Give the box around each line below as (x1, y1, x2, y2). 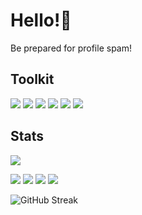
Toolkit (10, 71, 55, 88)
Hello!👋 (10, 9, 72, 32)
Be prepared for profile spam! (10, 42, 133, 54)
